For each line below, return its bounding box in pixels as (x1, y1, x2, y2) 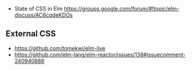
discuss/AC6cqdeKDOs (14, 11, 73, 19)
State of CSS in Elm (14, 5, 63, 12)
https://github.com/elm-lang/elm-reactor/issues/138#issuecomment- (14, 51, 186, 58)
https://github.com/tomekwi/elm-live (14, 44, 106, 51)
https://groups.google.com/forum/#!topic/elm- (64, 5, 180, 12)
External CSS (5, 29, 56, 39)
